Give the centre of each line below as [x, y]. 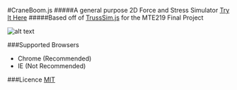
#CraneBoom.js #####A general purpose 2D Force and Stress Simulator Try [118, 10]
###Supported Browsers [44, 45]
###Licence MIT [31, 79]
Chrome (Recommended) [54, 58]
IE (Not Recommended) [52, 66]
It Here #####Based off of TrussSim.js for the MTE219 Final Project [105, 18]
